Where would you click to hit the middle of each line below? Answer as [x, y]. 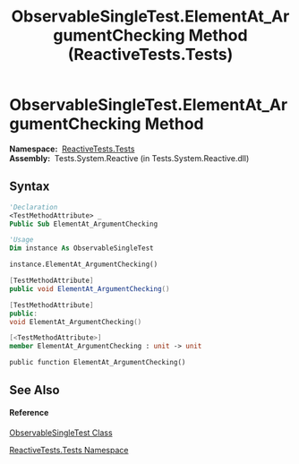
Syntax [30, 187]
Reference [29, 413]
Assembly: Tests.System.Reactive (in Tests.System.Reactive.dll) [129, 158]
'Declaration [34, 207]
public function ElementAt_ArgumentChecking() [98, 363]
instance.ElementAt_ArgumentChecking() [84, 265]
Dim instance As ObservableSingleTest [81, 248]
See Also [34, 390]
